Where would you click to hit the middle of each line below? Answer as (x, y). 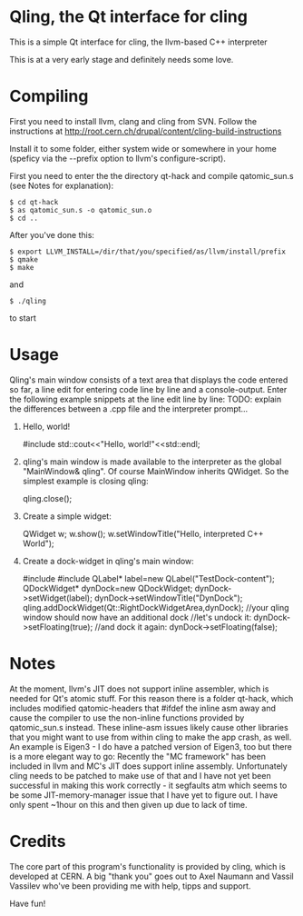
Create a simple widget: (67, 516)
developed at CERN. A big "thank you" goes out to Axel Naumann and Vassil (151, 876)
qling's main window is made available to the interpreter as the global (152, 462)
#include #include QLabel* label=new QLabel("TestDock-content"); (148, 578)
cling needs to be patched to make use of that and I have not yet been (140, 775)
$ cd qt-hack (34, 202)
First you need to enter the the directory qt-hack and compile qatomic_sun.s (151, 175)
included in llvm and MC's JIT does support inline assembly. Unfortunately (148, 766)
